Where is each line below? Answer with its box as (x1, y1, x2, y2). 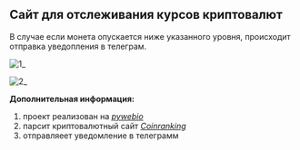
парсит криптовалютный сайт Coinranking (22, 120, 186, 131)
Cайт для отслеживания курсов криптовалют (9, 7, 284, 23)
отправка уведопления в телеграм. (9, 41, 147, 52)
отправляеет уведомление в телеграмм (22, 130, 179, 141)
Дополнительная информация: (9, 93, 135, 104)
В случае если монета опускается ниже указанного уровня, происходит (9, 31, 291, 42)
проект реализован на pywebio (22, 110, 144, 121)
